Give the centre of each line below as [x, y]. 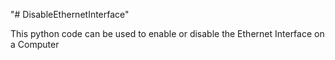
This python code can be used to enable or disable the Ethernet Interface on [167, 33]
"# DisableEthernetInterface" [70, 14]
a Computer [35, 44]
